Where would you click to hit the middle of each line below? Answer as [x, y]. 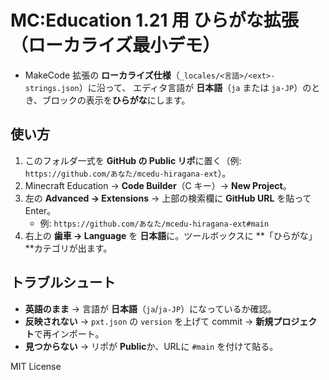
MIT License [36, 366]
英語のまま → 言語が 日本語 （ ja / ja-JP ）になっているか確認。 [150, 308]
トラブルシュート [63, 282]
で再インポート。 [69, 333]
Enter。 [40, 210]
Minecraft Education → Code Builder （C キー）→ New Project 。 [158, 185]
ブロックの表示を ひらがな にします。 [116, 100]
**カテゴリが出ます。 [68, 248]
